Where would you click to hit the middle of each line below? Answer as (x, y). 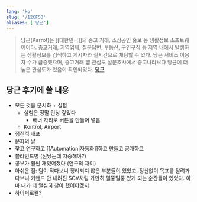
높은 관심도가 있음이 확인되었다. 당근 (62, 70)
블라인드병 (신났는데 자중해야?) (51, 156)
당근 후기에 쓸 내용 (38, 90)
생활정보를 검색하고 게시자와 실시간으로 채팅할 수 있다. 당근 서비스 (103, 55)
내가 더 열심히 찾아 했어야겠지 (55, 185)
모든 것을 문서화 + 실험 (41, 105)
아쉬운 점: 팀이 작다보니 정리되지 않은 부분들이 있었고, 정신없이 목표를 (94, 171)
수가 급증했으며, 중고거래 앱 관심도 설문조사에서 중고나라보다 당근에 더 (107, 62)
